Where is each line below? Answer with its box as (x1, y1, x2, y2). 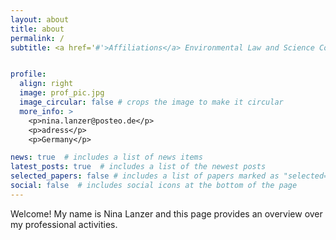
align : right (19, 79, 74, 89)
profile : (10, 69, 47, 80)
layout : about (10, 14, 70, 25)
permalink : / (10, 33, 65, 43)
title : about (10, 24, 65, 34)
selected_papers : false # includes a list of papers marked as (10, 171, 280, 181)
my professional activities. (10, 218, 118, 230)
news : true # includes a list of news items (10, 152, 203, 163)
